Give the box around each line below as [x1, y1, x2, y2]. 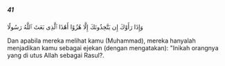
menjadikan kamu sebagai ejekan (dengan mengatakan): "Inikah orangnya [7, 43, 219, 52]
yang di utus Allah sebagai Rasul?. [7, 51, 105, 59]
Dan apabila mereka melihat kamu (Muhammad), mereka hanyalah [7, 36, 196, 45]
